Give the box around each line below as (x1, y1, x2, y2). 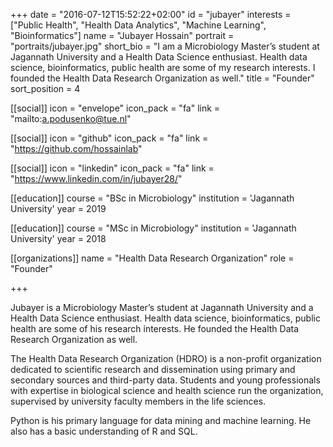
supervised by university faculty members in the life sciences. (10, 395, 267, 407)
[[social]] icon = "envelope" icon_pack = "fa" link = (10, 102, 221, 114)
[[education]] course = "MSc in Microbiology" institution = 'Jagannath (10, 222, 297, 234)
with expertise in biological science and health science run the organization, (10, 385, 324, 396)
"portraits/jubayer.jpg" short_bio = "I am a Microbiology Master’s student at (10, 40, 320, 52)
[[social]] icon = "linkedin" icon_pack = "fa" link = (10, 162, 215, 174)
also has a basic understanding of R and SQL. (10, 425, 198, 437)
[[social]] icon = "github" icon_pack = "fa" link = (10, 132, 209, 144)
